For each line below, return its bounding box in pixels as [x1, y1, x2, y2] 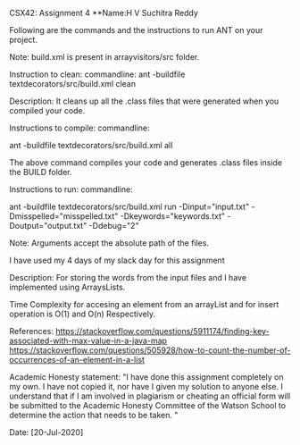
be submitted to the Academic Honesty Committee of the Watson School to [9, 400, 287, 410]
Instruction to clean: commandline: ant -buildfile [9, 69, 186, 80]
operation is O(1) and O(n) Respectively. [9, 308, 156, 319]
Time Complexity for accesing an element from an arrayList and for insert [9, 299, 279, 309]
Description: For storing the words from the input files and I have [9, 273, 247, 282]
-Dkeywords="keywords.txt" [120, 211, 226, 222]
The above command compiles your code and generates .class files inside [9, 157, 283, 168]
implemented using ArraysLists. [9, 281, 126, 292]
